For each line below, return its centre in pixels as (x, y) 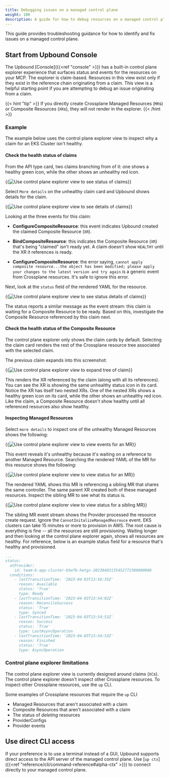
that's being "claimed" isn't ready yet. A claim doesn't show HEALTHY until (88, 246)
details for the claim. (26, 197)
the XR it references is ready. (43, 252)
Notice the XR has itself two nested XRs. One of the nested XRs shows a (80, 390)
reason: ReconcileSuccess (46, 603)
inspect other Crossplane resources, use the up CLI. (59, 685)
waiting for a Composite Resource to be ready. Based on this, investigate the (84, 311)
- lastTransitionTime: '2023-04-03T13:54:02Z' (64, 598)
